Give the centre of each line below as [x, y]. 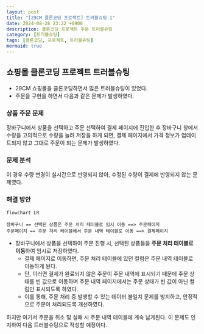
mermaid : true [24, 46]
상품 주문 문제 [25, 113]
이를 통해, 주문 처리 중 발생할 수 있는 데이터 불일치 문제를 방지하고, [103, 296]
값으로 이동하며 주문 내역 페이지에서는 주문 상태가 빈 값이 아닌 [115, 281]
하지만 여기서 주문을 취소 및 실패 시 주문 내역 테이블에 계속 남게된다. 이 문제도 [98, 317]
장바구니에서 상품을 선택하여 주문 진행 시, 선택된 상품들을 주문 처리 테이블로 [104, 243]
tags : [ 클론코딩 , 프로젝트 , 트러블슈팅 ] [50, 40]
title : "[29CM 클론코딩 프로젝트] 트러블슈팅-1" [61, 18]
